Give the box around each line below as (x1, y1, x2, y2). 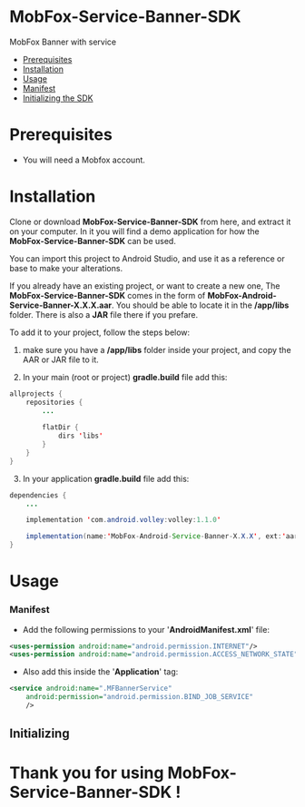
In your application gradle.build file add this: (22, 473, 190, 484)
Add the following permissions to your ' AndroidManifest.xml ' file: (22, 624, 271, 635)
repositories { (25, 398, 84, 407)
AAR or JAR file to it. (22, 354, 100, 365)
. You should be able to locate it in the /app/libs (112, 300, 290, 310)
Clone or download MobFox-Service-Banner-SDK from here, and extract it (9, 216, 291, 227)
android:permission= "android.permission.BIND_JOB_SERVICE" (25, 693, 254, 702)
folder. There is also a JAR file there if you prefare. (9, 309, 199, 320)
